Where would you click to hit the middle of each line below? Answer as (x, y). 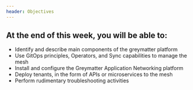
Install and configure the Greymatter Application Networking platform (99, 68)
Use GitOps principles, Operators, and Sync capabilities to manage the (101, 56)
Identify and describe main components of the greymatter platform (96, 49)
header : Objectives (30, 11)
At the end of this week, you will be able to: (87, 36)
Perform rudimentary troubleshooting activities (72, 81)
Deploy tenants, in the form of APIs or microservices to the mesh (94, 75)
